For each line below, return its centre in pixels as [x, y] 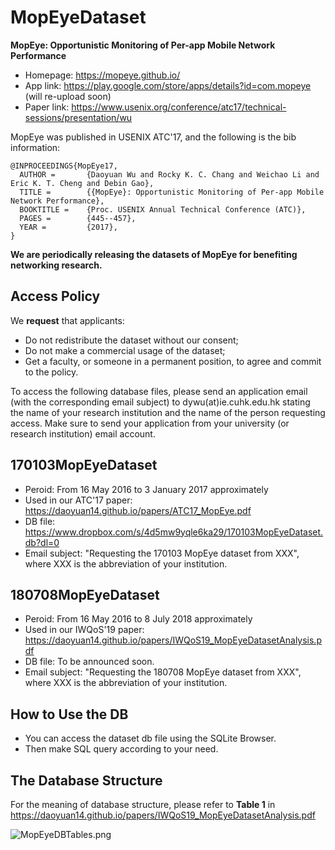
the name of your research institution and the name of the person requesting [168, 412]
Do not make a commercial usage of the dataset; [125, 350]
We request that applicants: [67, 320]
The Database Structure [86, 780]
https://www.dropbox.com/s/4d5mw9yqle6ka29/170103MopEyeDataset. [174, 532]
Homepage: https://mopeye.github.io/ [102, 75]
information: [35, 147]
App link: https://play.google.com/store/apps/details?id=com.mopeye [168, 85]
